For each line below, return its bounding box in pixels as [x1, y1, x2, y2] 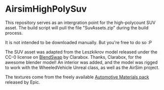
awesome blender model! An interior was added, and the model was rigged [5, 59, 158, 65]
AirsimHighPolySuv [5, 3, 87, 15]
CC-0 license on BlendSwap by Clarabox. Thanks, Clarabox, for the [5, 54, 142, 60]
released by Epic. [5, 79, 40, 85]
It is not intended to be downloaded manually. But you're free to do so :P [5, 39, 152, 45]
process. [5, 30, 23, 36]
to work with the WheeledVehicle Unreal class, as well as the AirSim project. [5, 65, 160, 70]
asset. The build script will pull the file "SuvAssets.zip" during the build [5, 24, 149, 30]
